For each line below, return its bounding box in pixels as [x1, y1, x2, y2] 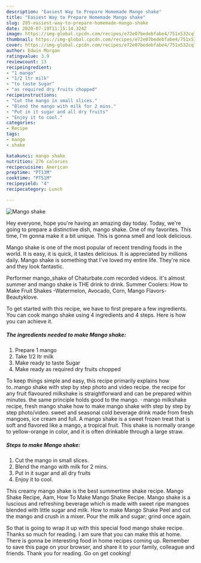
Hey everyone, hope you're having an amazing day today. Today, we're [6, 219, 181, 227]
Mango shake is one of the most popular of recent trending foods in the [6, 243, 182, 251]
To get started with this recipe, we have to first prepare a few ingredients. [6, 305, 187, 312]
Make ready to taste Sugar [14, 359, 81, 366]
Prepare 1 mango [14, 346, 57, 353]
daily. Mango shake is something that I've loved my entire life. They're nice [6, 256, 190, 264]
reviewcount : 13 [6, 59, 47, 65]
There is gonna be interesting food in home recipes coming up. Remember [6, 537, 190, 544]
